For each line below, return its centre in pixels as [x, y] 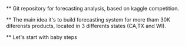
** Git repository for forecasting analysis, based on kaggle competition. [93, 8]
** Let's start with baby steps [42, 37]
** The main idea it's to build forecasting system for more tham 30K [88, 20]
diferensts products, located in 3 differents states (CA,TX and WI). [86, 26]
